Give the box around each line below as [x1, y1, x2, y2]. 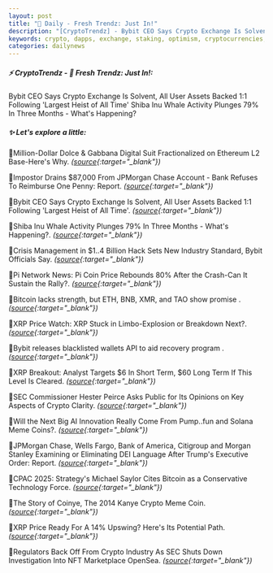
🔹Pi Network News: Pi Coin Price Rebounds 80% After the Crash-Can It [8, 270, 248, 280]
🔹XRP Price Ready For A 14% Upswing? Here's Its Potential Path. [8, 523, 226, 532]
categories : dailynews [8, 42, 85, 50]
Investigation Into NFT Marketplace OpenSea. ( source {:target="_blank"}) [8, 556, 253, 566]
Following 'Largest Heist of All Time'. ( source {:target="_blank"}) [8, 206, 223, 215]
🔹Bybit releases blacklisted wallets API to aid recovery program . [8, 343, 225, 354]
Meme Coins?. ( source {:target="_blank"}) [8, 425, 149, 435]
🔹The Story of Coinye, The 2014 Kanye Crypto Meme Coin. [8, 498, 206, 508]
